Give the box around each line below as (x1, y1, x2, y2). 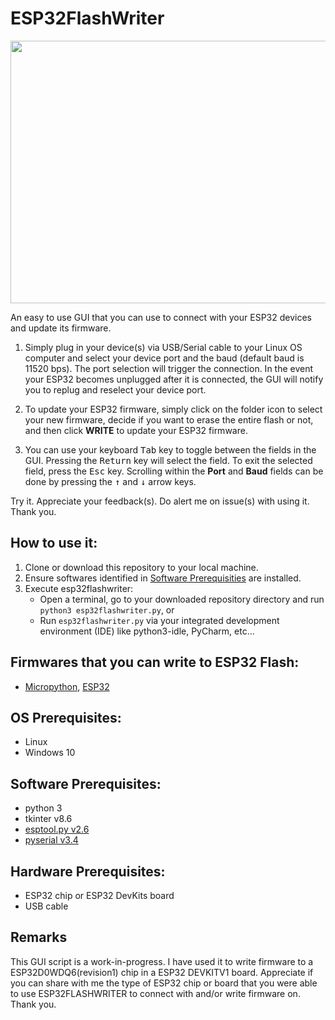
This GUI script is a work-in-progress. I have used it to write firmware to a (10, 955, 314, 967)
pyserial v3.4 (24, 834, 79, 846)
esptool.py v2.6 (24, 823, 90, 836)
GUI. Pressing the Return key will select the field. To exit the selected (24, 454, 313, 466)
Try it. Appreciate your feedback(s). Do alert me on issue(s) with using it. (10, 495, 310, 507)
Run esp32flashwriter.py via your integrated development (39, 614, 280, 626)
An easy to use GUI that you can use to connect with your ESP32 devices (10, 311, 312, 323)
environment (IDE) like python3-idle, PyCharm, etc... (39, 625, 255, 637)
